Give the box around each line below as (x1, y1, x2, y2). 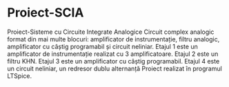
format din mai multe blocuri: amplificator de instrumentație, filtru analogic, (7, 35, 220, 43)
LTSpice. (7, 71, 32, 80)
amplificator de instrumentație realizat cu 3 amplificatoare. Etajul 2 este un (7, 50, 219, 58)
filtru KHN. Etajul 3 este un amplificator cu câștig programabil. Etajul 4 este (7, 57, 220, 65)
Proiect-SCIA (7, 5, 84, 21)
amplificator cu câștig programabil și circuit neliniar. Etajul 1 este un (7, 42, 198, 50)
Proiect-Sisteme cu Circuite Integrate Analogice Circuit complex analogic (7, 28, 215, 36)
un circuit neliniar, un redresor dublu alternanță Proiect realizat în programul (7, 64, 222, 72)
